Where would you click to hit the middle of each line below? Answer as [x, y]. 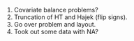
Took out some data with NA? [56, 31]
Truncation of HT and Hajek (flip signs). [70, 17]
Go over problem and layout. [55, 24]
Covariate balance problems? [56, 10]
